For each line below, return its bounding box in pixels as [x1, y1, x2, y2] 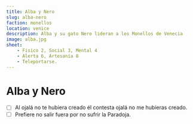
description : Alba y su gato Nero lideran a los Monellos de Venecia [6, 31, 183, 37]
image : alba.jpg [6, 36, 47, 42]
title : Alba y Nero [6, 8, 55, 15]
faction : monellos [6, 20, 52, 26]
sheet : [6, 42, 23, 48]
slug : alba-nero [6, 14, 47, 20]
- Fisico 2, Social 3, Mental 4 [17, 48, 97, 54]
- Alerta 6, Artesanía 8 [17, 53, 79, 59]
